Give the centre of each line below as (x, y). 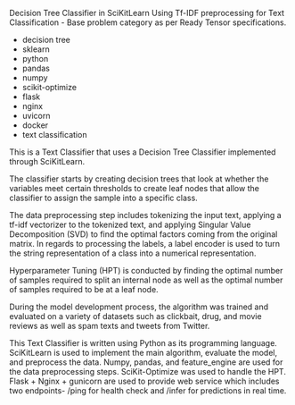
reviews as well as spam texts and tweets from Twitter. (110, 326)
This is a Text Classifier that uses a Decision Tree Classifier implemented (143, 152)
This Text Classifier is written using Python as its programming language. (143, 343)
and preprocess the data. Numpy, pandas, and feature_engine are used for (146, 362)
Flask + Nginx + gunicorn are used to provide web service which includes (144, 381)
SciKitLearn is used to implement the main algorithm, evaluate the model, (143, 353)
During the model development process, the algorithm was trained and (139, 307)
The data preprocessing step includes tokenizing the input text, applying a (146, 215)
